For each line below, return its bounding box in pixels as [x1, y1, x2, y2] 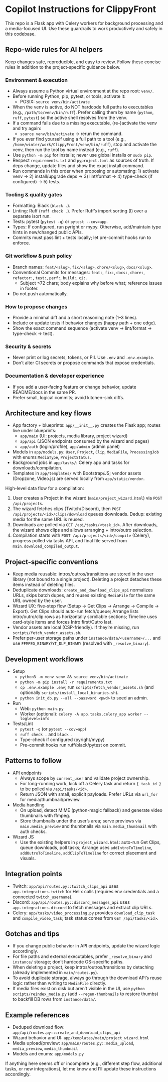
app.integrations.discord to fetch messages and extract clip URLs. [12, 904, 153, 910]
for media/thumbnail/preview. [20, 796, 81, 802]
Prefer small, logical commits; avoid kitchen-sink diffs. [12, 394, 124, 400]
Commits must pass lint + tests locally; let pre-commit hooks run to [12, 234, 151, 241]
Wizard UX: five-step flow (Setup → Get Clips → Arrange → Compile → [12, 603, 159, 609]
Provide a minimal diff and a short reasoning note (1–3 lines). [12, 314, 138, 320]
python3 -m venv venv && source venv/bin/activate [20, 674, 128, 679]
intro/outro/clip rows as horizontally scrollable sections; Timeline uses [12, 614, 157, 620]
